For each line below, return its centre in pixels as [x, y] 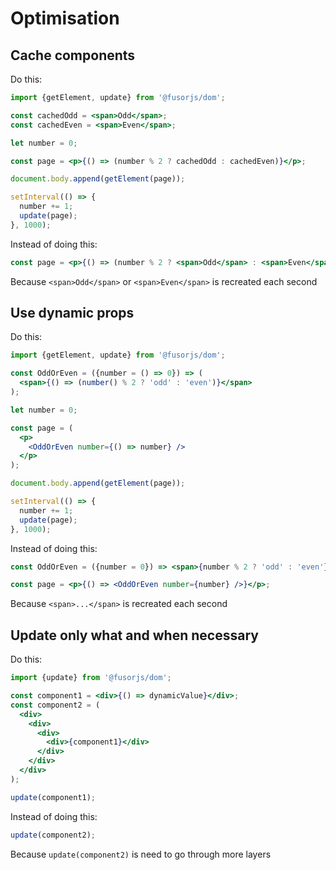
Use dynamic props [72, 313]
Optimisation [65, 18]
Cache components [73, 55]
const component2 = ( [55, 705]
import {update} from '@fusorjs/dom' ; [91, 678]
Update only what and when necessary [134, 635]
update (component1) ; [53, 797]
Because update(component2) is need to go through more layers [141, 854]
